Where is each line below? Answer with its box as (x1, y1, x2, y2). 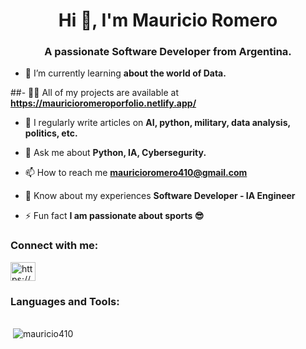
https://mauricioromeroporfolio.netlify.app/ (10, 97, 197, 109)
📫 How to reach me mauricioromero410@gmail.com (24, 167, 248, 179)
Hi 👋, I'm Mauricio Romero (58, 9, 278, 32)
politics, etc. (24, 127, 78, 139)
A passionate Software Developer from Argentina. (44, 45, 292, 59)
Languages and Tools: (10, 294, 120, 308)
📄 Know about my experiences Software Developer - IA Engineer (24, 190, 296, 202)
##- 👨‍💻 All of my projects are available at (10, 87, 179, 99)
